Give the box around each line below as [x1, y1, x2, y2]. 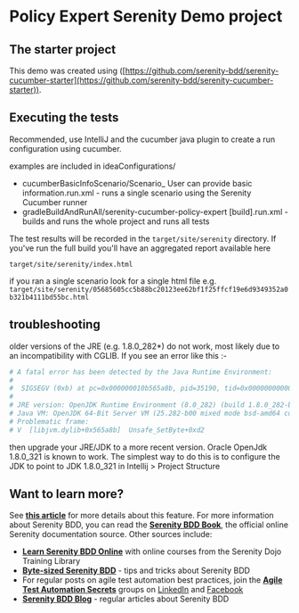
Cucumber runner [21, 196, 88, 207]
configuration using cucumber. [9, 143, 122, 153]
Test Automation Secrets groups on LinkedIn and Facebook [21, 584, 244, 595]
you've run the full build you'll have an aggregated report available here [9, 243, 271, 253]
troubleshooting [9, 317, 101, 332]
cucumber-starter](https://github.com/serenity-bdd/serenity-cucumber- [9, 75, 274, 86]
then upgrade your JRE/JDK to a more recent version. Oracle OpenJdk [9, 442, 268, 452]
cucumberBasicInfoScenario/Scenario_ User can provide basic [21, 178, 253, 188]
